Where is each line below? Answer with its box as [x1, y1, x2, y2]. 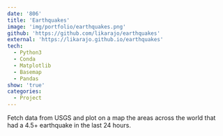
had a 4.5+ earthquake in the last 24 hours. [7, 121, 131, 129]
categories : [7, 88, 42, 95]
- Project [13, 95, 42, 102]
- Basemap [13, 68, 42, 75]
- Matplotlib [13, 62, 52, 69]
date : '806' [7, 10, 42, 17]
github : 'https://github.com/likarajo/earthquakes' [7, 29, 160, 37]
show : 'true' [7, 82, 45, 89]
